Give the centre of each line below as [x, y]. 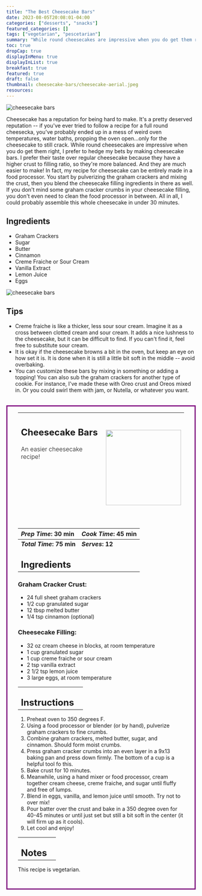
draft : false [23, 79]
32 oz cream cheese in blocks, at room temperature [91, 645]
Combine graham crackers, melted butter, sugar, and [92, 738]
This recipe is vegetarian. [49, 869]
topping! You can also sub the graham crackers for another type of [97, 377]
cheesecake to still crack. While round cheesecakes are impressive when [97, 145]
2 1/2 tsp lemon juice [52, 671]
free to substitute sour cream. [52, 345]
